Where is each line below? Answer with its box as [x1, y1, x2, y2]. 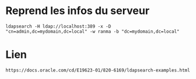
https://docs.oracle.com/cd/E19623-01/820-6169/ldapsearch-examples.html [5, 67, 191, 73]
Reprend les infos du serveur [5, 4, 150, 18]
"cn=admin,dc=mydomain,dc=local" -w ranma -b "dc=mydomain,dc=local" [5, 28, 180, 35]
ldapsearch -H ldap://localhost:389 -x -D [5, 23, 111, 29]
